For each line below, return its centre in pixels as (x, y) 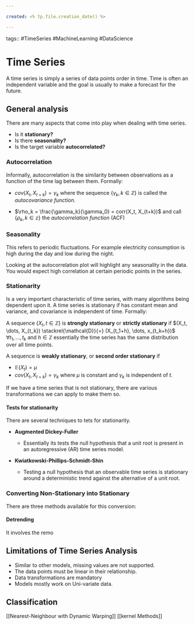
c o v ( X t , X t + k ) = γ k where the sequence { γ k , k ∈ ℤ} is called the (91, 193)
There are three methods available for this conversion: (71, 506)
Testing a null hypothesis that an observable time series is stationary (106, 472)
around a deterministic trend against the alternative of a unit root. (102, 478)
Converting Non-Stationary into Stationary (68, 493)
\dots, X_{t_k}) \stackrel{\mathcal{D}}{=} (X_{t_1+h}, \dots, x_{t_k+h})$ (91, 331)
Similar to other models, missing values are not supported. (85, 565)
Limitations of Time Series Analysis (72, 551)
